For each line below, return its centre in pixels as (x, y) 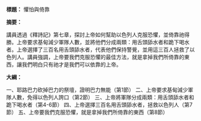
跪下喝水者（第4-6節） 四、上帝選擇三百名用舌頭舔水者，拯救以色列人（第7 (100, 105)
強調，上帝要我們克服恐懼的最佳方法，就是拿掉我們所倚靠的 (111, 57)
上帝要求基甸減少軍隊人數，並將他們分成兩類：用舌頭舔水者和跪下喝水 (103, 42)
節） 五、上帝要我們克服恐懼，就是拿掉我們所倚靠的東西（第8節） (87, 112)
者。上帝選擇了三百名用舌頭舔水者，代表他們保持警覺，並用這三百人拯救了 (98, 49)
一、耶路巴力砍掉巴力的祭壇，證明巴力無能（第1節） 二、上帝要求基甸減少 (97, 90)
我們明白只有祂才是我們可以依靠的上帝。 (71, 64)
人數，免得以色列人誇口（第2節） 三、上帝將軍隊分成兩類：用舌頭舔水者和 (103, 97)
